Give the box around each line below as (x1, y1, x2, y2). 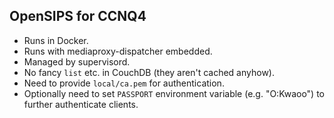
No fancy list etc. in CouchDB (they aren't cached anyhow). (23, 66, 275, 78)
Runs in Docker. (23, 34, 89, 46)
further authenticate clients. (23, 98, 139, 110)
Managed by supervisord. (23, 55, 131, 68)
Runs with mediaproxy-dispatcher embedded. (23, 45, 213, 57)
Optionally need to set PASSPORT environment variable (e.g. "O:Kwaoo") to (23, 87, 325, 99)
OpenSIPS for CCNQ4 (9, 8, 147, 25)
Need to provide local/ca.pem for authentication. (23, 77, 225, 89)
